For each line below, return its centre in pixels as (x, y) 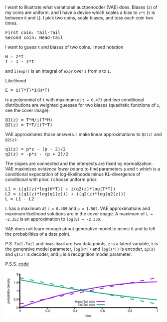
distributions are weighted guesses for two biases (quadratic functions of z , (83, 105)
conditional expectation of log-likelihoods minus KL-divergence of (73, 174)
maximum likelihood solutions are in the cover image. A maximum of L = (79, 214)
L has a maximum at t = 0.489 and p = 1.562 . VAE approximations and (78, 208)
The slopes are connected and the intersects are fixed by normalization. (79, 163)
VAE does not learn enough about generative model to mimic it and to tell (80, 229)
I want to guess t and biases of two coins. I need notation (64, 47)
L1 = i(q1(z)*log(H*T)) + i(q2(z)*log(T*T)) (61, 189)
